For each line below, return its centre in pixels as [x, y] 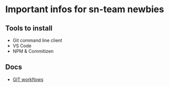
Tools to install [29, 28]
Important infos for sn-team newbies [85, 9]
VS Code [22, 46]
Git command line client [37, 40]
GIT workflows [28, 79]
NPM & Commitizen [33, 51]
